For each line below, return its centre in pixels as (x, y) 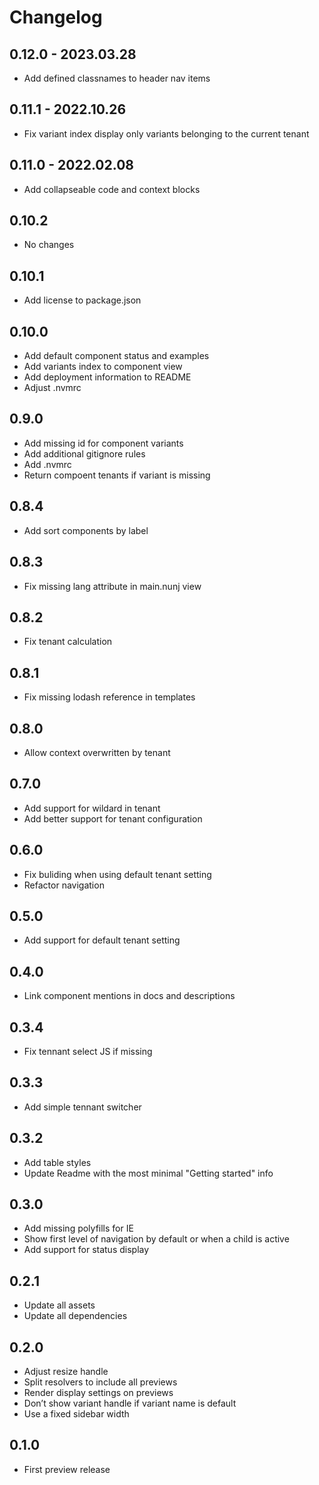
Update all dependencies (75, 1316)
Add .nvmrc (47, 464)
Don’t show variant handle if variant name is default (130, 1403)
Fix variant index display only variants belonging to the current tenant (166, 133)
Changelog (56, 17)
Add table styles (57, 1162)
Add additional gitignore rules (84, 453)
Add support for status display (86, 1250)
